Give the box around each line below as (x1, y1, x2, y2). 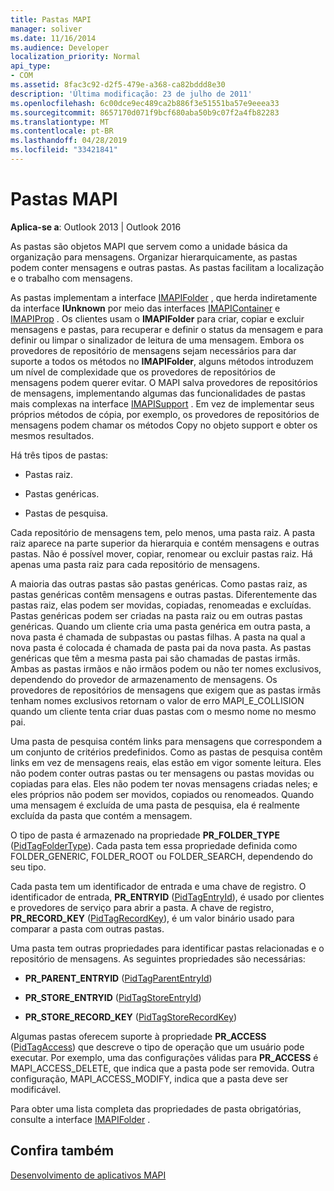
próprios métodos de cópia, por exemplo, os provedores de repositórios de (10, 408, 320, 420)
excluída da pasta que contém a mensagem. (10, 809, 193, 821)
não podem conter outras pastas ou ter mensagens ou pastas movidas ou (10, 767, 315, 779)
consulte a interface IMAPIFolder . (10, 1113, 151, 1125)
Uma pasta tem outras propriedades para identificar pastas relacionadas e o (10, 942, 325, 954)
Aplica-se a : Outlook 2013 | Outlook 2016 (10, 221, 182, 233)
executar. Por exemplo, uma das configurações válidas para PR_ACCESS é (10, 1051, 319, 1063)
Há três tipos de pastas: (10, 449, 109, 461)
